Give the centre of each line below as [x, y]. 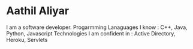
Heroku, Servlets [27, 40]
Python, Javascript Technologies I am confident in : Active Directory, [91, 33]
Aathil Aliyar [38, 11]
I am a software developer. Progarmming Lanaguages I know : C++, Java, [97, 27]
